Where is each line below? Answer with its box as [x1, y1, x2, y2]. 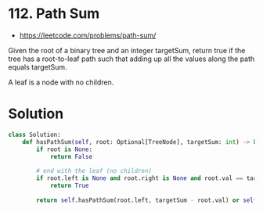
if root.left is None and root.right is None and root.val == [36, 174, 243, 182]
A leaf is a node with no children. [8, 77, 114, 87]
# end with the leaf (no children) [36, 167, 153, 175]
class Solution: [8, 131, 61, 138]
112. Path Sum [8, 5, 100, 23]
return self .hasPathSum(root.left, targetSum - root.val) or [36, 196, 240, 204]
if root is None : [36, 146, 92, 153]
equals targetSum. [8, 62, 68, 71]
